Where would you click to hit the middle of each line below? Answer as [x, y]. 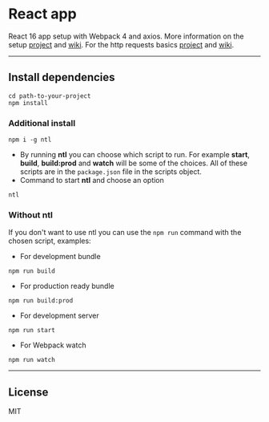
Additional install [42, 123]
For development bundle [60, 257]
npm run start [32, 331]
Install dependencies [62, 77]
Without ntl [31, 215]
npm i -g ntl [30, 140]
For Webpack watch [53, 345]
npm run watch [32, 360]
